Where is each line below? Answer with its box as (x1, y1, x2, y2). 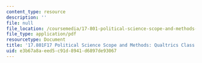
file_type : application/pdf (6, 31, 77, 37)
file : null (6, 20, 34, 26)
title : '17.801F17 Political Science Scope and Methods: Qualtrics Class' (6, 43, 198, 49)
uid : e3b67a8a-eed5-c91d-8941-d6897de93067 (6, 48, 117, 54)
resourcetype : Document (6, 37, 66, 43)
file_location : (6, 25, 44, 32)
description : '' (6, 14, 47, 20)
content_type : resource (6, 8, 66, 15)
